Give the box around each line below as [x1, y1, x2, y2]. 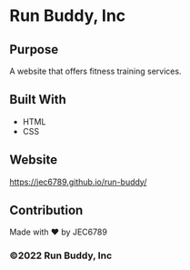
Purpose [9, 42, 59, 57]
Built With [9, 92, 66, 107]
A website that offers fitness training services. [9, 65, 182, 76]
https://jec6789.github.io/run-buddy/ [9, 176, 147, 187]
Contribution [9, 203, 84, 218]
